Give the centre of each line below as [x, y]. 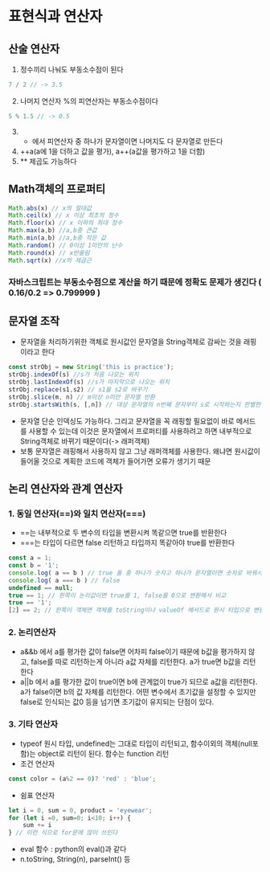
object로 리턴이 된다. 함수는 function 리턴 [103, 753]
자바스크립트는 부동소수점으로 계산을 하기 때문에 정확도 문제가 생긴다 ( [135, 282]
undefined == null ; [41, 587]
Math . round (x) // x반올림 [49, 253]
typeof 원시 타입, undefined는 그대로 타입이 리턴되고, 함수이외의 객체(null [136, 743]
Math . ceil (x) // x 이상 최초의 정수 [63, 215]
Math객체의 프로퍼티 [57, 189]
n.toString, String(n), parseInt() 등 [75, 859]
